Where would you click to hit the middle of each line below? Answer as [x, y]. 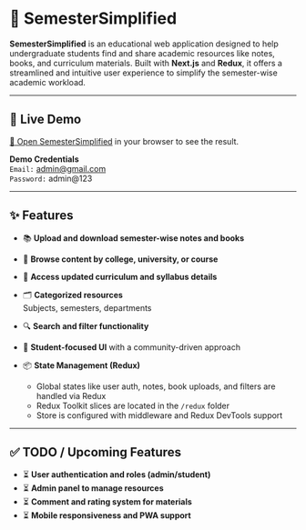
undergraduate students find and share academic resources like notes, [142, 53]
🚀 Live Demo [46, 120]
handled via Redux [71, 395]
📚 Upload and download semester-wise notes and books [133, 238]
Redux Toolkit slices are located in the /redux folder [133, 405]
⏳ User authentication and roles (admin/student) [117, 475]
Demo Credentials [44, 159]
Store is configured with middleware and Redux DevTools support [159, 415]
